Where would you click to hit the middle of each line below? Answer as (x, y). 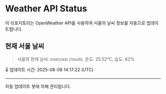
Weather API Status (46, 9)
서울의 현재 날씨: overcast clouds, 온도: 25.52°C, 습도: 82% (76, 59)
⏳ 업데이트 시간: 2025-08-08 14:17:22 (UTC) (49, 69)
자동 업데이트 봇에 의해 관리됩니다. (38, 86)
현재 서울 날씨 (25, 46)
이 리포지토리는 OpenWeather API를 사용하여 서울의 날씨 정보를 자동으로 (75, 23)
